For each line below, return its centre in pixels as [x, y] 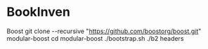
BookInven [39, 12]
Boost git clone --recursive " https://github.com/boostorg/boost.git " [104, 31]
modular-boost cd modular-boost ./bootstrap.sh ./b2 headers [95, 38]
